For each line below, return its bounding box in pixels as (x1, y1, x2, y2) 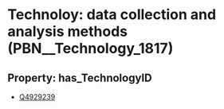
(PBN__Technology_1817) (7, 40, 174, 57)
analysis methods (7, 22, 128, 41)
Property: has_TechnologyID (7, 71, 152, 84)
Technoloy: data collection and (7, 6, 217, 24)
